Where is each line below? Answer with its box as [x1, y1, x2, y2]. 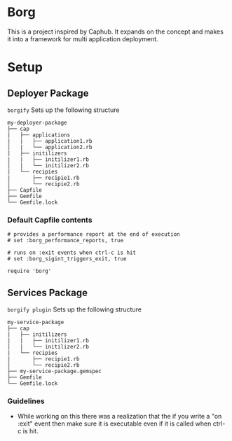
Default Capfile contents [7, 215, 93, 225]
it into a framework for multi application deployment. [7, 34, 159, 43]
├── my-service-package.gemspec [7, 368, 102, 375]
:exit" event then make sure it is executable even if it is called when [17, 419, 212, 428]
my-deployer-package [7, 119, 68, 126]
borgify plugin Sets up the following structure [7, 305, 142, 314]
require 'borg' [7, 267, 52, 275]
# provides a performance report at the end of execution [7, 231, 180, 238]
